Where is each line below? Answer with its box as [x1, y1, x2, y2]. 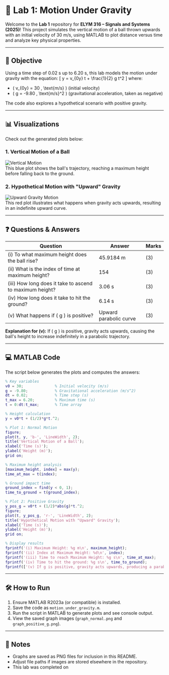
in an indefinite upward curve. [5, 205, 67, 211]
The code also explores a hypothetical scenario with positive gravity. [5, 100, 147, 106]
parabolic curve [99, 315, 136, 322]
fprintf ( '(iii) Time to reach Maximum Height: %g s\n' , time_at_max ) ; [5, 555, 156, 560]
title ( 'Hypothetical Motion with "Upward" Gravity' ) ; [5, 518, 121, 523]
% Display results [5, 541, 44, 546]
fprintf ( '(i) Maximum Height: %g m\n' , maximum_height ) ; [5, 546, 127, 551]
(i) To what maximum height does [8, 251, 87, 258]
